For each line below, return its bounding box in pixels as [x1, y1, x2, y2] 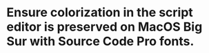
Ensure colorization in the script [6, 5, 194, 20]
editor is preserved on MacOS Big [6, 19, 203, 35]
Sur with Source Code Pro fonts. [6, 34, 195, 49]
